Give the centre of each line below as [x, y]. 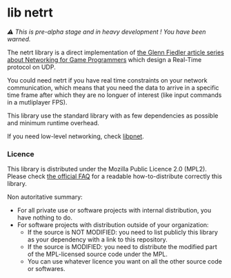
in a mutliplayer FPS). [37, 102]
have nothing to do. [44, 217]
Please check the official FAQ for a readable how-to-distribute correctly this [115, 176]
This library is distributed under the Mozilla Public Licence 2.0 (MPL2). [107, 169]
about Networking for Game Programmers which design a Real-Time [104, 59]
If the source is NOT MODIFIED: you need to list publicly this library [123, 233]
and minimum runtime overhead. [53, 122]
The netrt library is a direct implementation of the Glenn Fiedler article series [115, 52]
